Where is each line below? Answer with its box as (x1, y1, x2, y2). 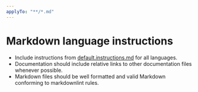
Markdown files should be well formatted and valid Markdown (14, 72, 166, 80)
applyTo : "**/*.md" (6, 8, 55, 15)
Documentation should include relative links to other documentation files (14, 60, 192, 67)
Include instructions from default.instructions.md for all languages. (14, 54, 178, 61)
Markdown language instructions (6, 34, 174, 47)
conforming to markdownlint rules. (14, 79, 99, 86)
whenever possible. (14, 66, 63, 74)
